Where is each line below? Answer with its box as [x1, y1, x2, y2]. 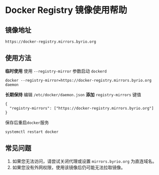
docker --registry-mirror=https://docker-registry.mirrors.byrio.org [5, 78, 152, 83]
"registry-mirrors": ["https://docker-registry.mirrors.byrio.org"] [9, 106, 154, 111]
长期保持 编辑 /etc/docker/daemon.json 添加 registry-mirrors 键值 [5, 91, 141, 97]
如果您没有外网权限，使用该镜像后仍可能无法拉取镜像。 [12, 164, 125, 170]
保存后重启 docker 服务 [5, 119, 49, 125]
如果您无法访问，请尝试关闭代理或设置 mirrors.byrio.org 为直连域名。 [12, 158, 157, 164]
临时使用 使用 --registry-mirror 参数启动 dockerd [5, 68, 107, 74]
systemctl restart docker [5, 129, 58, 134]
